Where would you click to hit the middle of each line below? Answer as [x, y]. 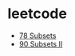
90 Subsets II [41, 43]
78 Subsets [37, 35]
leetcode [37, 14]
